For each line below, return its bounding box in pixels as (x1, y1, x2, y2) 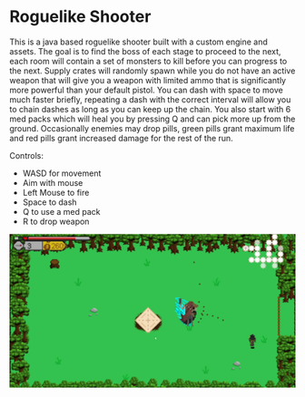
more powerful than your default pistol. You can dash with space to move (9, 84, 283, 95)
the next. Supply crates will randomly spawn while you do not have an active (9, 65, 296, 76)
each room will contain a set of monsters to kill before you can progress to (9, 55, 288, 66)
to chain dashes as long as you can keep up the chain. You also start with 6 (9, 103, 291, 114)
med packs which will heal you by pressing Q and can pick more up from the (9, 113, 296, 124)
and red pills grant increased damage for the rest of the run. (9, 132, 233, 143)
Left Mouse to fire (22, 187, 90, 198)
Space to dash (22, 197, 77, 208)
